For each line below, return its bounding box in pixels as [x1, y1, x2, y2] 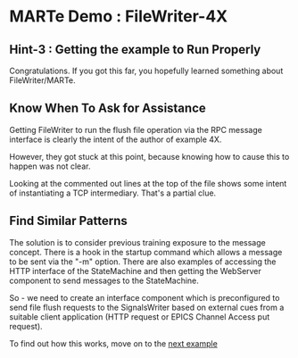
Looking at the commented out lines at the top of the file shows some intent [9, 178, 287, 188]
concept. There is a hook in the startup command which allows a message [9, 246, 283, 257]
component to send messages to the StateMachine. [9, 275, 199, 286]
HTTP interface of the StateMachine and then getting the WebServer [9, 265, 261, 276]
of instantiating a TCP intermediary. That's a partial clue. [9, 187, 217, 198]
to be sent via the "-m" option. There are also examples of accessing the [9, 256, 277, 267]
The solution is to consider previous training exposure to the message [9, 237, 266, 247]
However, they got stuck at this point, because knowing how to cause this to [9, 151, 290, 162]
